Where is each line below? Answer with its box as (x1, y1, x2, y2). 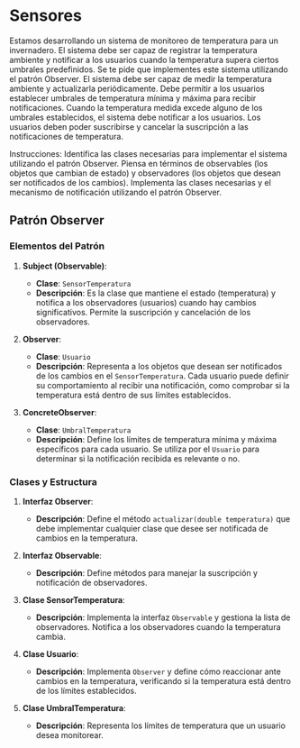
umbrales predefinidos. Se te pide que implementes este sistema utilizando (9, 64, 288, 75)
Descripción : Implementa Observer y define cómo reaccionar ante (35, 666, 281, 677)
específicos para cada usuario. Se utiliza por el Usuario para (35, 443, 259, 454)
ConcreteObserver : (22, 406, 97, 417)
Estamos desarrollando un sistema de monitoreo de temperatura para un (9, 35, 279, 46)
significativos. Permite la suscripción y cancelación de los (35, 306, 251, 317)
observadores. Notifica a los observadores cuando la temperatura (35, 621, 281, 632)
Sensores (9, 5, 83, 26)
